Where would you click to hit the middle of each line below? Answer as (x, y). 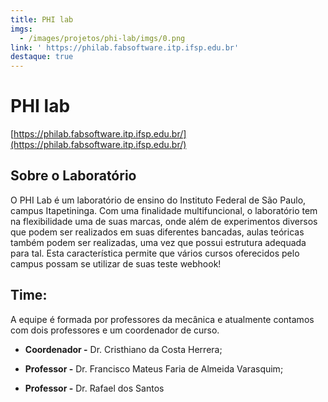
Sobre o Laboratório (73, 176)
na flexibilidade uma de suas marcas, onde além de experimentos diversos (164, 221)
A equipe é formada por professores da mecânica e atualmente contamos (162, 319)
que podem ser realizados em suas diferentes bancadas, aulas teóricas (157, 232)
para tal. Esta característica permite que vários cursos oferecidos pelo (155, 253)
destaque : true (42, 57)
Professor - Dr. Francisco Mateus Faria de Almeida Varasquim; (154, 368)
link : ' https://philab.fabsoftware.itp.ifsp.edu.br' (125, 47)
